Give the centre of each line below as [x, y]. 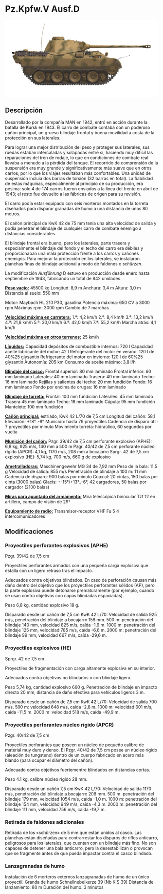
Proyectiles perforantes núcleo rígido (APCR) [60, 725]
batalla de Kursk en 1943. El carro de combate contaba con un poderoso [78, 127]
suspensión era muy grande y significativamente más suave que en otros [78, 168]
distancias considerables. [31, 233]
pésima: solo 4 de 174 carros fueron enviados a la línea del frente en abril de [81, 188]
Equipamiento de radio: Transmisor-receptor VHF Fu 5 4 [62, 511]
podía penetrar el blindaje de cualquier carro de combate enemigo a [73, 228]
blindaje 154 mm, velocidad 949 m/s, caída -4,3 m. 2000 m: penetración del [81, 804]
